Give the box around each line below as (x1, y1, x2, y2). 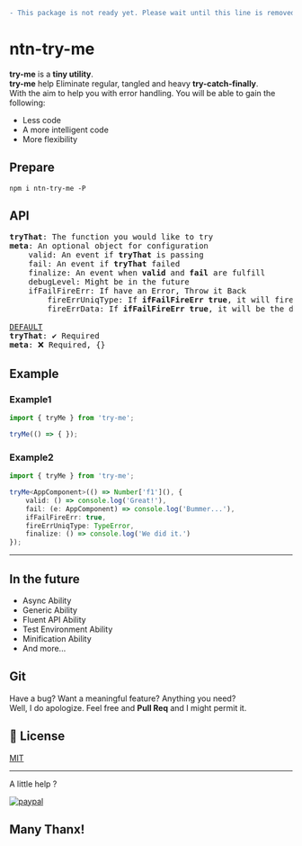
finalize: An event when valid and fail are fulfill (28, 268, 266, 278)
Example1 (9, 392, 52, 405)
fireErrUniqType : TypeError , (25, 521, 135, 530)
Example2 (9, 451, 54, 463)
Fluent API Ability (22, 614, 87, 625)
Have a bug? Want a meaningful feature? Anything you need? (9, 693, 236, 704)
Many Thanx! (9, 822, 85, 837)
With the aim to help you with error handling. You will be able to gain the (9, 87, 276, 98)
